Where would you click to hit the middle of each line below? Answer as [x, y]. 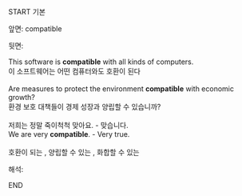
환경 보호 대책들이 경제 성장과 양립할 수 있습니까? [85, 107]
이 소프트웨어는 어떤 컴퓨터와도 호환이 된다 [75, 71]
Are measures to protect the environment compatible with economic [121, 89]
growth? [22, 97]
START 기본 [27, 12]
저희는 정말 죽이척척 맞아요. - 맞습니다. [69, 125]
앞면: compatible [35, 29]
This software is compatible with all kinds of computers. [101, 62]
